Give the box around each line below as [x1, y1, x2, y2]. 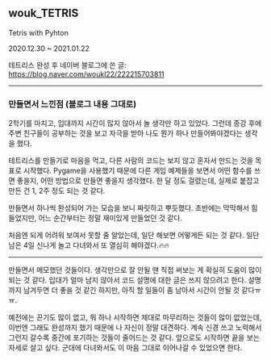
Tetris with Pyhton [8, 27, 69, 37]
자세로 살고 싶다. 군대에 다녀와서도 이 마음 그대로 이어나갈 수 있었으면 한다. [8, 343, 243, 353]
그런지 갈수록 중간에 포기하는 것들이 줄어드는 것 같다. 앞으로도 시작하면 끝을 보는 [8, 333, 261, 342]
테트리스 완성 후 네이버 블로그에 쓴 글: [8, 60, 127, 69]
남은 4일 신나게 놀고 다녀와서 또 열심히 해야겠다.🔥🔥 [8, 241, 169, 250]
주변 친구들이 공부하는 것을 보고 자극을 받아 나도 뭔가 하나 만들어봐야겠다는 [8, 128, 244, 138]
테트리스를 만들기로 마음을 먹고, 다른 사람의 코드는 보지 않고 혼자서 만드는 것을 [8, 156, 254, 165]
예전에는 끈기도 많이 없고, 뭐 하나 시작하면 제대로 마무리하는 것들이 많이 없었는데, [8, 312, 262, 322]
